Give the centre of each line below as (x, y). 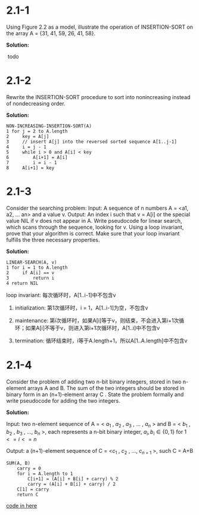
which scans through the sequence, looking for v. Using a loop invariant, (95, 227)
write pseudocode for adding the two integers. (63, 400)
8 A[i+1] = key (30, 168)
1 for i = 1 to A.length (37, 267)
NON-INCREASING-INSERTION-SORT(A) (49, 126)
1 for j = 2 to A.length (37, 131)
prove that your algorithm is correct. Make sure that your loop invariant (93, 233)
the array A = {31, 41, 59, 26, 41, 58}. (51, 33)
